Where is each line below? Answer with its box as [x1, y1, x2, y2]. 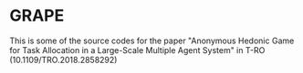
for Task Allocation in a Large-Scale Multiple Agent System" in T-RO [9, 44, 266, 55]
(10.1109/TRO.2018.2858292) [9, 54, 118, 65]
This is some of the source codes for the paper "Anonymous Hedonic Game [9, 35, 295, 46]
